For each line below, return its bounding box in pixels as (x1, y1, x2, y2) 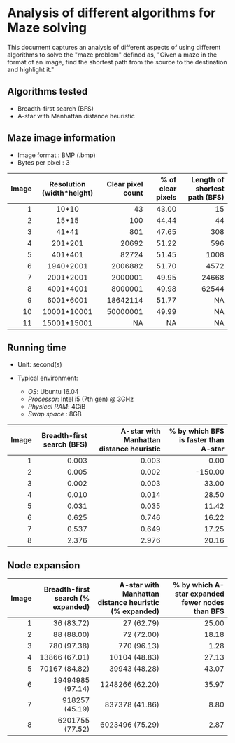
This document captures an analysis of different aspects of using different (7, 43, 221, 51)
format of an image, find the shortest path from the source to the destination (7, 57, 227, 66)
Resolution (49, 179, 86, 189)
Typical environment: (17, 374, 78, 383)
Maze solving (7, 20, 87, 36)
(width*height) (41, 188, 93, 198)
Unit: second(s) (17, 360, 62, 369)
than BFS (193, 606, 225, 616)
